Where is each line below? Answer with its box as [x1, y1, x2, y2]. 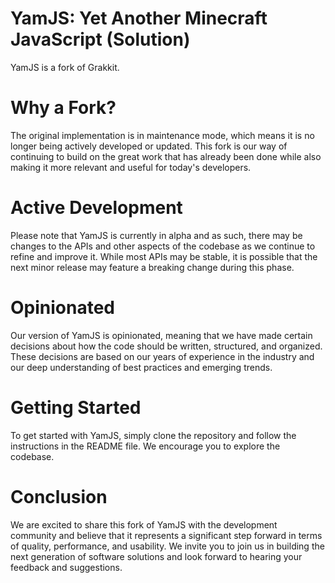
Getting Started [10, 396, 142, 419]
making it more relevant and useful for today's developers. [10, 161, 252, 173]
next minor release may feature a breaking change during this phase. [10, 261, 295, 273]
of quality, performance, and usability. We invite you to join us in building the [10, 540, 325, 552]
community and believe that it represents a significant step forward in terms [10, 529, 323, 541]
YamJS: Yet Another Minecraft [10, 7, 268, 30]
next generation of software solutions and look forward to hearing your [10, 550, 303, 562]
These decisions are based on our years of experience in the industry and [10, 350, 315, 362]
